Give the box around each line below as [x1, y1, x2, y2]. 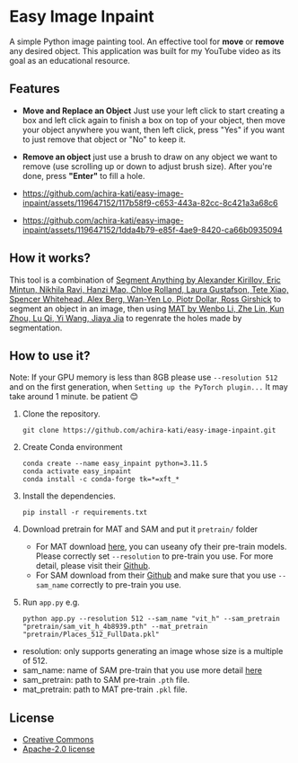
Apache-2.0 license [22, 744, 96, 755]
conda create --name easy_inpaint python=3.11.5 [22, 459, 208, 469]
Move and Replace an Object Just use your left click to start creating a [22, 105, 285, 116]
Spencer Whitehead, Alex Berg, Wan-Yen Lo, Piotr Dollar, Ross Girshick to [9, 293, 281, 304]
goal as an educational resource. [9, 55, 130, 66]
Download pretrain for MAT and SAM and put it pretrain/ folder [22, 524, 259, 534]
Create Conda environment [22, 442, 123, 453]
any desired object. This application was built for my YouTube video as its [9, 45, 281, 56]
